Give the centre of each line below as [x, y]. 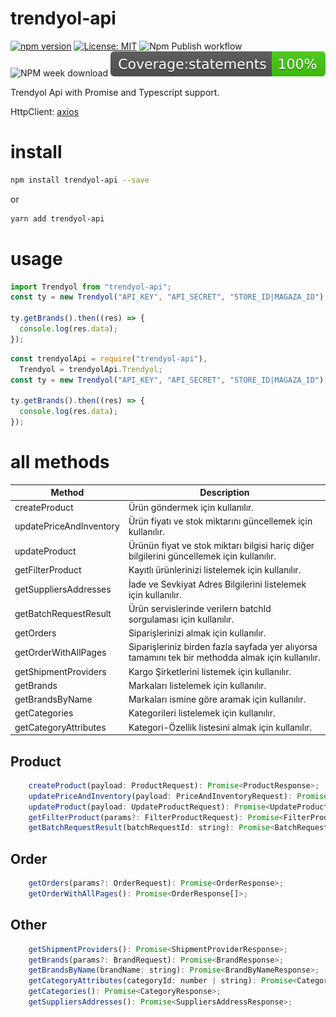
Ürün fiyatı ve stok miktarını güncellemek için [220, 521]
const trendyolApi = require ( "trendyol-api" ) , [109, 358]
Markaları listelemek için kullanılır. [197, 685]
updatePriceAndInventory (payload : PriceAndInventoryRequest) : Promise [178, 796]
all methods [60, 462]
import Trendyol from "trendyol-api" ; [91, 287]
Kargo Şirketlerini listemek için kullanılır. [210, 671]
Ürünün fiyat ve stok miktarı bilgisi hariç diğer [221, 546]
